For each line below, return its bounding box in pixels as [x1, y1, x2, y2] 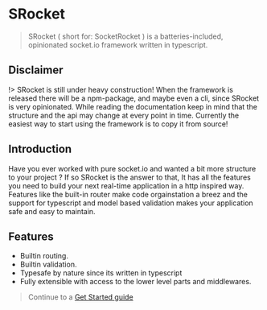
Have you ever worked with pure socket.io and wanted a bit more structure [8, 163, 257, 173]
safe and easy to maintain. [8, 206, 96, 216]
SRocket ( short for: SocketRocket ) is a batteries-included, [27, 31, 224, 41]
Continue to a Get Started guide [27, 292, 134, 302]
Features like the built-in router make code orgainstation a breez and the [8, 189, 248, 199]
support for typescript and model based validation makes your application [8, 198, 253, 208]
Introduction [8, 143, 72, 156]
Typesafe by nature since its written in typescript [19, 268, 183, 278]
